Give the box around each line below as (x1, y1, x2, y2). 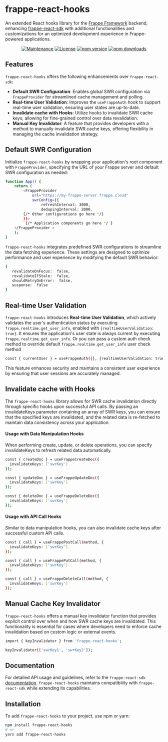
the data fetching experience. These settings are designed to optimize (5, 249, 150, 255)
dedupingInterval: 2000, (40, 206, 93, 212)
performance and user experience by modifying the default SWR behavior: (5, 254, 159, 260)
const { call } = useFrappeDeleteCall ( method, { (5, 576, 108, 581)
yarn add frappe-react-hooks (5, 731, 66, 737)
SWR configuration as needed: (5, 169, 68, 175)
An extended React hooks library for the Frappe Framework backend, (5, 20, 148, 26)
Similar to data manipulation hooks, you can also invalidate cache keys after (5, 524, 161, 530)
